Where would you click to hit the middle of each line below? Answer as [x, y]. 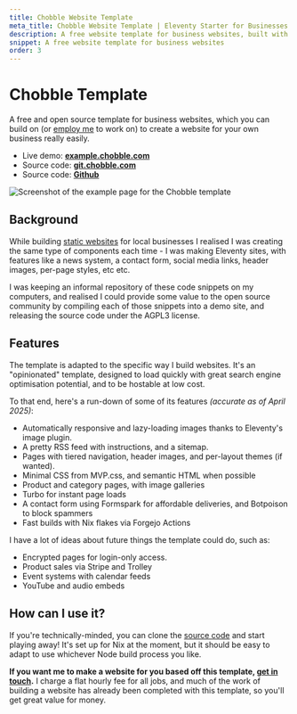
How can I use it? [57, 614]
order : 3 [25, 51]
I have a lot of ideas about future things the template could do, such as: [140, 539]
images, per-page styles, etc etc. [70, 269]
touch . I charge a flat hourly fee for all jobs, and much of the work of [135, 681]
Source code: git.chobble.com [79, 165]
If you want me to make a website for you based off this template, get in [144, 671]
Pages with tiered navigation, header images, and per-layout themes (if [152, 456]
